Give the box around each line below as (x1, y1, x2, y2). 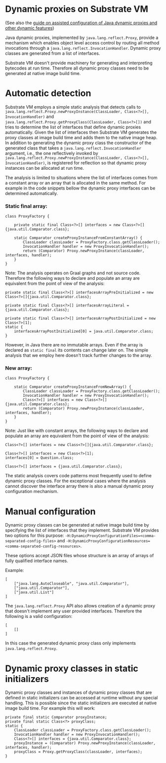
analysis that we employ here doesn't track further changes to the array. (5, 352, 152, 358)
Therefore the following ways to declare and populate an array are (5, 275, 140, 281)
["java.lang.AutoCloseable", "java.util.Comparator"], (14, 581, 129, 586)
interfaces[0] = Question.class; (5, 456, 74, 460)
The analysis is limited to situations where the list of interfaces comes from (5, 174, 158, 181)
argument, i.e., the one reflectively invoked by (5, 150, 98, 156)
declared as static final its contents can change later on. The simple (5, 347, 148, 353)
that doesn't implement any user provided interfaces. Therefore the (5, 608, 142, 614)
